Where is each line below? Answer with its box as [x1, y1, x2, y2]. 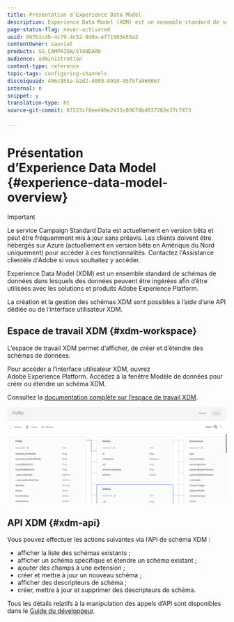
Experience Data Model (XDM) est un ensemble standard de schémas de [7, 269, 217, 278]
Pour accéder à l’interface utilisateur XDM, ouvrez [7, 365, 151, 373]
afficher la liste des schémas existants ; [17, 549, 131, 557]
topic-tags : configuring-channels [7, 70, 108, 77]
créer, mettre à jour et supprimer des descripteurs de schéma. [17, 586, 196, 594]
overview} [7, 190, 68, 206]
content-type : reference [7, 63, 79, 70]
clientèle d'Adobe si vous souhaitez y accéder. [7, 255, 141, 264]
